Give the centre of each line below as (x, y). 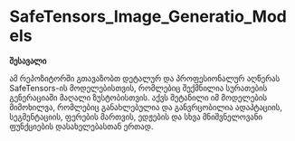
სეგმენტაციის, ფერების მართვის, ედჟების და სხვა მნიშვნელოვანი (136, 117)
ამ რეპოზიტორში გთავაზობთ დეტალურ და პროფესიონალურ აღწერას (145, 78)
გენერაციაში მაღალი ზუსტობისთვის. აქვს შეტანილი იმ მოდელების (138, 98)
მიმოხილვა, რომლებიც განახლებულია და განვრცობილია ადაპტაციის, (146, 107)
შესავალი (28, 61)
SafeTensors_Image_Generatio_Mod (148, 17)
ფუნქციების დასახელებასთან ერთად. (81, 126)
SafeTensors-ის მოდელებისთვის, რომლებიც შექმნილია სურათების (138, 88)
